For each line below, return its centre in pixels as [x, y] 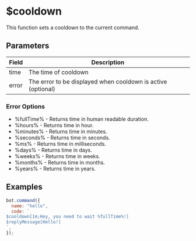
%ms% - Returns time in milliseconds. [60, 144]
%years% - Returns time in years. [55, 169]
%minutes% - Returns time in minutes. [61, 132]
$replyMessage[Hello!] [34, 222]
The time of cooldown [58, 72]
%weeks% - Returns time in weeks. [57, 156]
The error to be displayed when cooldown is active [98, 82]
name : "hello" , [30, 206]
